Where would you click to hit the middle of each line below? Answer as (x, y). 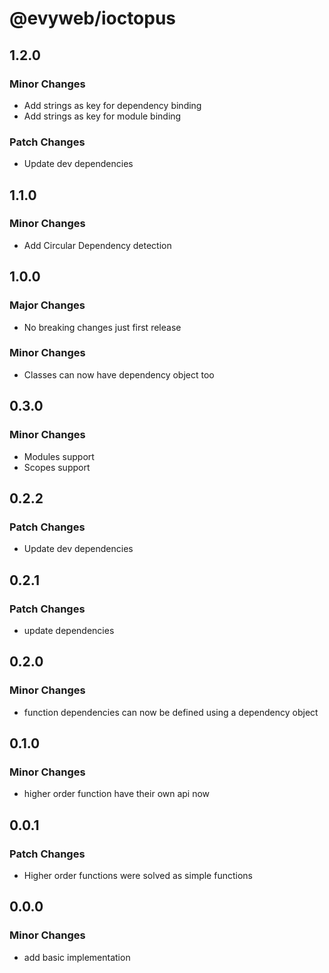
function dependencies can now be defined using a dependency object (171, 712)
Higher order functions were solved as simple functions (138, 875)
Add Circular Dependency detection (97, 245)
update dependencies (69, 630)
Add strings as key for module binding (102, 116)
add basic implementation (77, 957)
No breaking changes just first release (102, 327)
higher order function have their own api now (117, 794)
